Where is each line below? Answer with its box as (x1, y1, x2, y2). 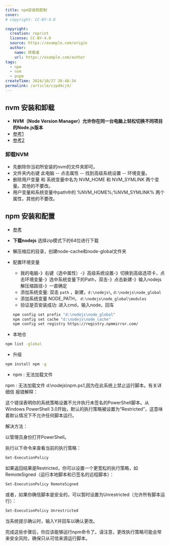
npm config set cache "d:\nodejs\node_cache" (12, 317, 111, 322)
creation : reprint (10, 31, 49, 36)
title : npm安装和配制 (5, 7, 47, 13)
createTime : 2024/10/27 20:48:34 (5, 79, 76, 84)
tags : (5, 59, 17, 64)
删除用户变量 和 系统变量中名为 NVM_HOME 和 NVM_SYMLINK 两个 (12, 176, 155, 182)
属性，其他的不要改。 (12, 195, 58, 202)
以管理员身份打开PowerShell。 (5, 434, 69, 440)
